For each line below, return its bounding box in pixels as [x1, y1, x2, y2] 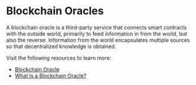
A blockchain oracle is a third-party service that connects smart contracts [6, 24, 187, 31]
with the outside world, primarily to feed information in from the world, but [6, 30, 187, 37]
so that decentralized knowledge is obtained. [6, 43, 116, 50]
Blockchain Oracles [6, 4, 104, 18]
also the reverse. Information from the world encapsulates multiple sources [6, 36, 190, 43]
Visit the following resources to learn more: [6, 54, 112, 61]
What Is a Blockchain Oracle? [14, 72, 87, 79]
